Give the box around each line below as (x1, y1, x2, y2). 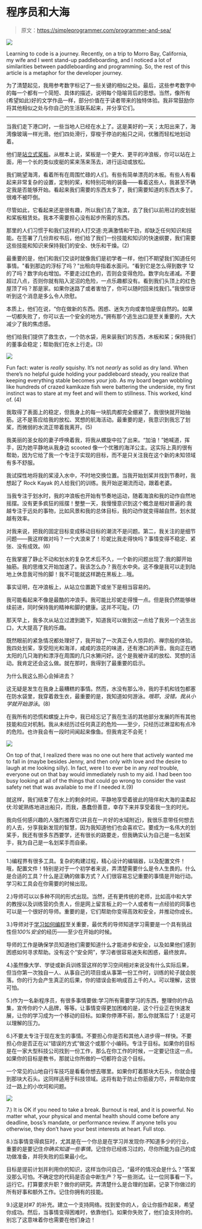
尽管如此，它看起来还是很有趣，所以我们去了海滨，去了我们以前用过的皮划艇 (6, 206, 196, 213)
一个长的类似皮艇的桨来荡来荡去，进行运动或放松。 (22, 158, 148, 165)
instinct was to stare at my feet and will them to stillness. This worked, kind (6, 390, 192, 397)
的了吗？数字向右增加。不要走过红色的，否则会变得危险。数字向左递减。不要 (6, 270, 196, 277)
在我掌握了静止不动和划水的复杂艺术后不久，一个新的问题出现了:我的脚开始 (6, 555, 192, 563)
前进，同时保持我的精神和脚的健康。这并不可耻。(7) (11, 604, 140, 611)
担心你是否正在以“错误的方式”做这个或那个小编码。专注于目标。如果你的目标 (6, 1040, 195, 1047)
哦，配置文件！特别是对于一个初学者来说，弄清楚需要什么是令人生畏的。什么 (6, 865, 196, 872)
